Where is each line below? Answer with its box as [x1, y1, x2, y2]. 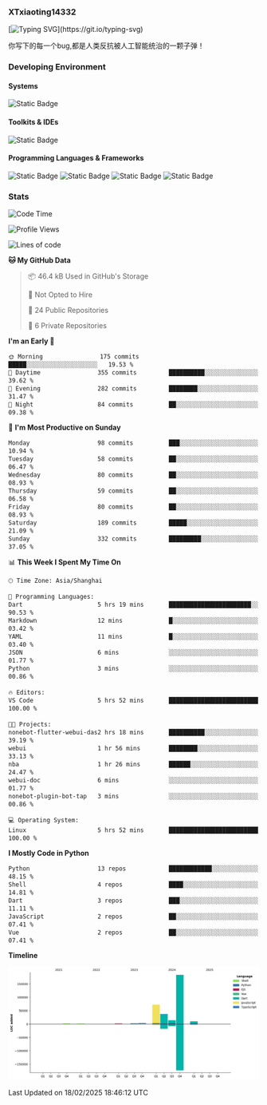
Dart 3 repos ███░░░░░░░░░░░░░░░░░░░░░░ [8, 897, 259, 905]
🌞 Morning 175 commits [8, 353, 139, 361]
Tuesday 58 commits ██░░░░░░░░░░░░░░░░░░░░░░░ [8, 455, 259, 463]
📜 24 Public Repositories [27, 306, 109, 315]
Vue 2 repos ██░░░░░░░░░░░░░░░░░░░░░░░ [8, 929, 259, 937]
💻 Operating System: [8, 817, 80, 825]
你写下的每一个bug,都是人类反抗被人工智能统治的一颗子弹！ [8, 41, 205, 50]
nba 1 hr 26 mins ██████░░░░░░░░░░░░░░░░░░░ [8, 761, 259, 769]
